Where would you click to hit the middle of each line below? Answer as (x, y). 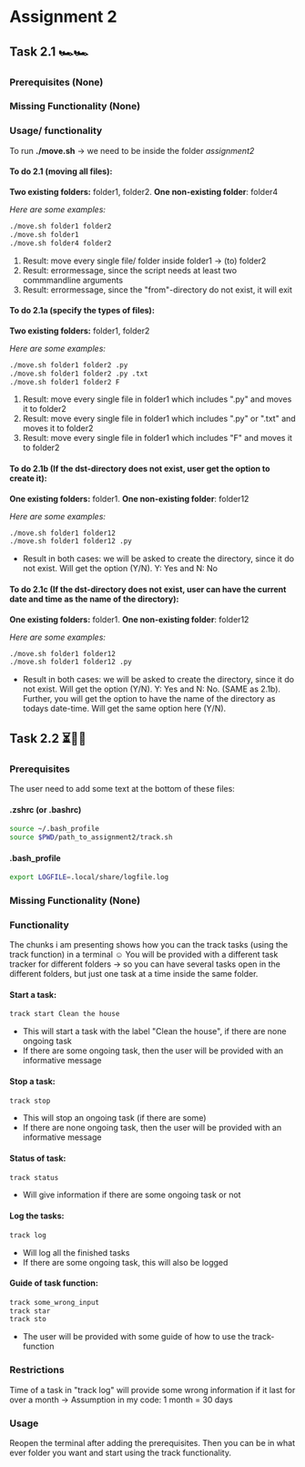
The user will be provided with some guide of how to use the (136, 1337)
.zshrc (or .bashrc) (46, 809)
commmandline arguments (73, 280)
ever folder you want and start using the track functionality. (121, 1452)
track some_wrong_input (55, 1302)
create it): (28, 478)
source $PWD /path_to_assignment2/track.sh (91, 837)
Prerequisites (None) (56, 82)
